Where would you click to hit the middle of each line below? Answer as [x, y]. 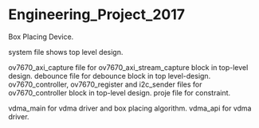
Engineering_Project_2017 [97, 15]
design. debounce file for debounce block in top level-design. [110, 76]
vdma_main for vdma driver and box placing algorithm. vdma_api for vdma [130, 108]
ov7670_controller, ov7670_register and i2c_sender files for [105, 84]
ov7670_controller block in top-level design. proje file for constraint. [120, 92]
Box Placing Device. [41, 37]
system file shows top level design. [66, 52]
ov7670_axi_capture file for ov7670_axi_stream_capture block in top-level [128, 67]
